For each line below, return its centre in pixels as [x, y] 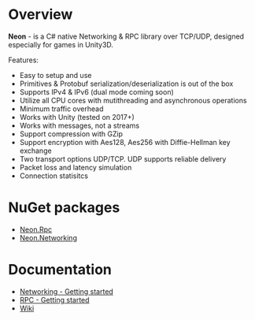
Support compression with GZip [71, 134]
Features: [24, 60]
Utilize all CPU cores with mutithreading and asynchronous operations [133, 100]
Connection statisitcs [54, 176]
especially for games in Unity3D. [61, 44]
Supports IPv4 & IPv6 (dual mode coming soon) [97, 91]
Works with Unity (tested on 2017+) [77, 117]
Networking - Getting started [67, 291]
